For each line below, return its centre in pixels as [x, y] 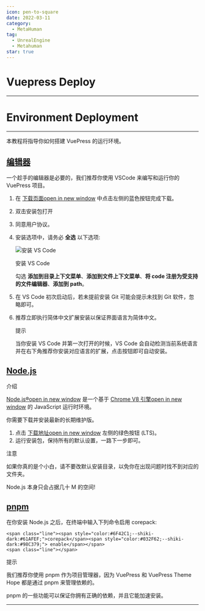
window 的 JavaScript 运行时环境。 [51, 407]
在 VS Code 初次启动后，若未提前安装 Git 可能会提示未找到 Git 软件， [102, 297]
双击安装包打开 [34, 211]
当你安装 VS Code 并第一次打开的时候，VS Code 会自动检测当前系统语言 [106, 343]
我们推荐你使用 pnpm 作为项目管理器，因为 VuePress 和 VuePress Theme [99, 575]
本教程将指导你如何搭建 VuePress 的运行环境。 [65, 141]
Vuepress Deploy [51, 82]
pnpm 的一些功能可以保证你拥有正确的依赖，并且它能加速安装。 [86, 596]
